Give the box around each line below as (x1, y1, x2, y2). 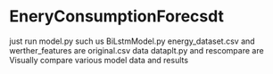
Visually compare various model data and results (9, 54, 189, 65)
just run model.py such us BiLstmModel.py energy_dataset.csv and (9, 36, 256, 46)
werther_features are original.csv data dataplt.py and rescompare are (9, 45, 265, 55)
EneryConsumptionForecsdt (9, 6, 225, 27)
